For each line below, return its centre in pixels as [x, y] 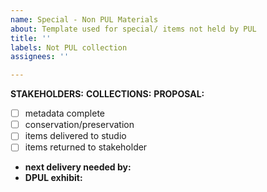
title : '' [31, 38]
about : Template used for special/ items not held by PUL [133, 29]
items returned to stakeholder [86, 147]
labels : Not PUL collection [69, 47]
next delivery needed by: [78, 167]
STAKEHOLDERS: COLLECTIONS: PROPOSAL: [107, 94]
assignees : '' [40, 57]
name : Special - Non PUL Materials [84, 19]
